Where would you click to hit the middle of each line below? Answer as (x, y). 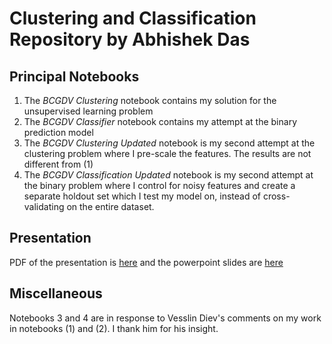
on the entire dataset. (110, 206)
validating (44, 206)
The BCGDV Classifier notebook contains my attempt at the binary (160, 121)
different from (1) (58, 164)
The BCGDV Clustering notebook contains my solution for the (150, 100)
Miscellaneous (56, 293)
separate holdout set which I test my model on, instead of (142, 196)
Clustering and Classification (133, 18)
